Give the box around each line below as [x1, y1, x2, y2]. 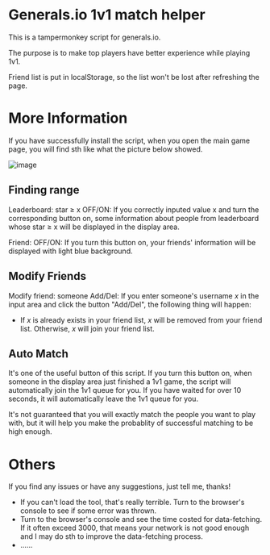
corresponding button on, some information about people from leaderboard [8, 213, 260, 223]
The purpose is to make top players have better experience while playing [8, 48, 251, 57]
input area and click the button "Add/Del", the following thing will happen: [8, 299, 251, 309]
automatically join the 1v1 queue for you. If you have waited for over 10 [8, 386, 242, 395]
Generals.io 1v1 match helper [8, 6, 206, 24]
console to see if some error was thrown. [19, 506, 157, 515]
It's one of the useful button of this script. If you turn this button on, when [8, 369, 252, 378]
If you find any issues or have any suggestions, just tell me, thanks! [8, 482, 231, 491]
